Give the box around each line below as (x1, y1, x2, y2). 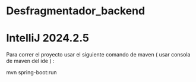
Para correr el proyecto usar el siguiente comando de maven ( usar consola (6, 51, 191, 58)
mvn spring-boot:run (6, 69, 57, 76)
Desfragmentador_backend (6, 4, 146, 18)
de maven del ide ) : (6, 58, 55, 65)
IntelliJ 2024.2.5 (6, 31, 90, 45)
